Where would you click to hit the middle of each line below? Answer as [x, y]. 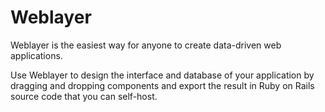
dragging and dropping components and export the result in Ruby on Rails [162, 85]
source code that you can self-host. [84, 96]
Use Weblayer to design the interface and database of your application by [162, 75]
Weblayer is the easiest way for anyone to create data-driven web [146, 45]
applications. [36, 55]
